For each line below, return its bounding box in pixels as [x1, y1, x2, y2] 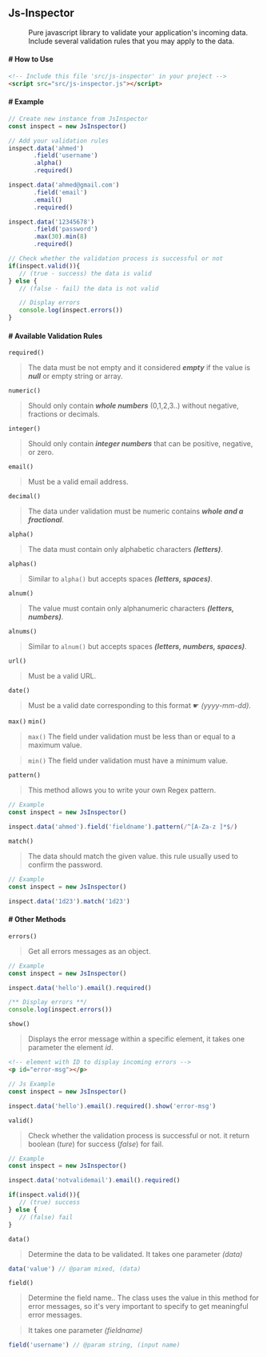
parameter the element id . [27, 1043, 114, 1053]
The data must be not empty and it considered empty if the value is [27, 363, 250, 372]
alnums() [8, 628, 38, 636]
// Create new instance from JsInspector [8, 115, 149, 123]
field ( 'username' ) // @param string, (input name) [8, 1341, 181, 1349]
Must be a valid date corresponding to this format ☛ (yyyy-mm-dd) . [27, 701, 252, 711]
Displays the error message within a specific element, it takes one [27, 1034, 245, 1044]
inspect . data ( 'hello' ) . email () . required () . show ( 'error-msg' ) [8, 1101, 217, 1110]
